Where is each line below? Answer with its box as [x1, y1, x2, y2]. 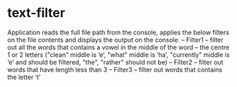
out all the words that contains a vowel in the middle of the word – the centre [7, 43, 230, 51]
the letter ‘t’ [7, 72, 41, 81]
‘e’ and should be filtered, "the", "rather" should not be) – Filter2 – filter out [7, 58, 224, 66]
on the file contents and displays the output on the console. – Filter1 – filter [7, 35, 224, 43]
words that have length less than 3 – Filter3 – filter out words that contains [7, 65, 223, 74]
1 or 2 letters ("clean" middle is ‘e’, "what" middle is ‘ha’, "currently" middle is [7, 51, 230, 59]
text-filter [7, 5, 66, 21]
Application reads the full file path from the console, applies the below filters [7, 28, 229, 36]
